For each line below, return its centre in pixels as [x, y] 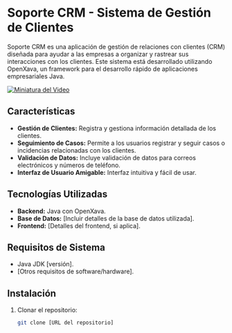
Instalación [32, 293]
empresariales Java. [36, 76]
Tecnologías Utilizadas [57, 195]
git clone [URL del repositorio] [65, 323]
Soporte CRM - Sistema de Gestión [109, 13]
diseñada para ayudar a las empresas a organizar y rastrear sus [98, 54]
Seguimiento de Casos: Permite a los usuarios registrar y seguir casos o [121, 143]
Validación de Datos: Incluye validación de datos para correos [106, 157]
